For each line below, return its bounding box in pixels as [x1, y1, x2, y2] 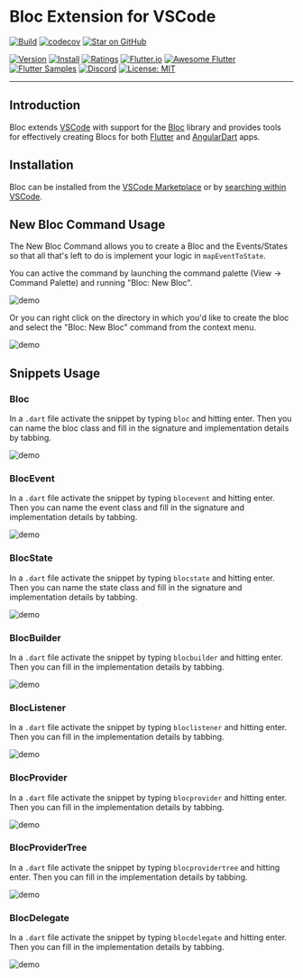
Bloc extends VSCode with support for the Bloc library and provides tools [9, 122, 281, 133]
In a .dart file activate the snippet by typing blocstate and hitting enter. [9, 572, 275, 583]
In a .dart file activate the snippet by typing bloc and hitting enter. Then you [9, 413, 292, 425]
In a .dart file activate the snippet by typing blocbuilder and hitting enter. [9, 652, 283, 663]
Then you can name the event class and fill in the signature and [9, 502, 245, 513]
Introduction [9, 97, 81, 114]
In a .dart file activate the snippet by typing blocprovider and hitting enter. [9, 791, 287, 803]
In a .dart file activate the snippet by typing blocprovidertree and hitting [9, 862, 280, 873]
